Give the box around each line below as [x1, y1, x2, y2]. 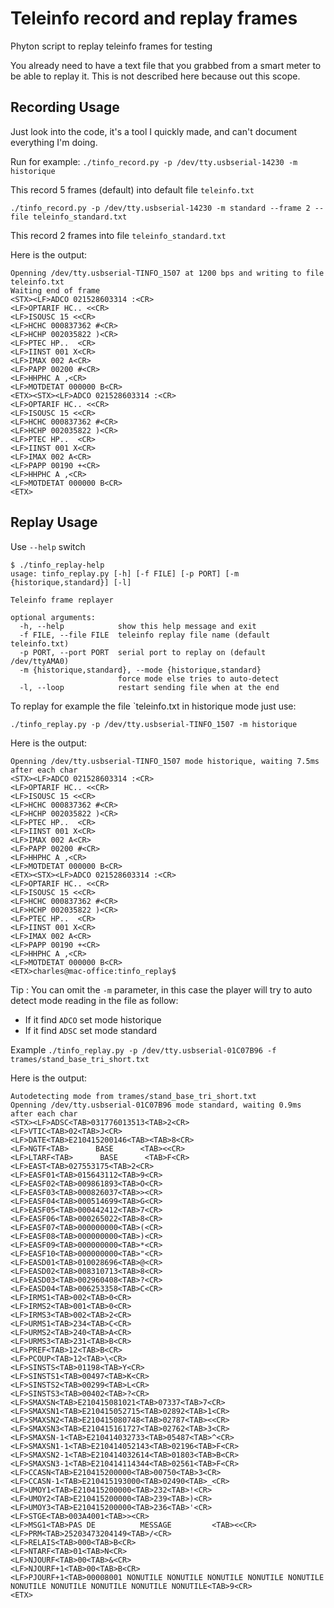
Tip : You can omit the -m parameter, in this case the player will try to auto [10, 983, 313, 996]
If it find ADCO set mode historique [24, 1013, 162, 1026]
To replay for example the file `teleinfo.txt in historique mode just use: [10, 700, 297, 712]
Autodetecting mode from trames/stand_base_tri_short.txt [10, 1091, 257, 1101]
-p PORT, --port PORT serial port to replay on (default [19, 647, 267, 657]
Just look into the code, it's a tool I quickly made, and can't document [10, 125, 298, 137]
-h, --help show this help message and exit [19, 621, 257, 631]
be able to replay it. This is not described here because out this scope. [10, 70, 301, 82]
